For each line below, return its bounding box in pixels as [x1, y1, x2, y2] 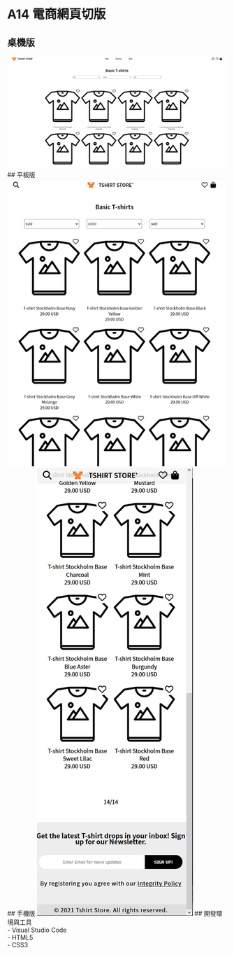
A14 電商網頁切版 [7, 6, 106, 22]
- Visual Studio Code [7, 926, 67, 934]
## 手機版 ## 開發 [7, 909, 217, 917]
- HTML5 [7, 933, 34, 942]
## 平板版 [7, 171, 36, 179]
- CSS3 [7, 941, 29, 949]
